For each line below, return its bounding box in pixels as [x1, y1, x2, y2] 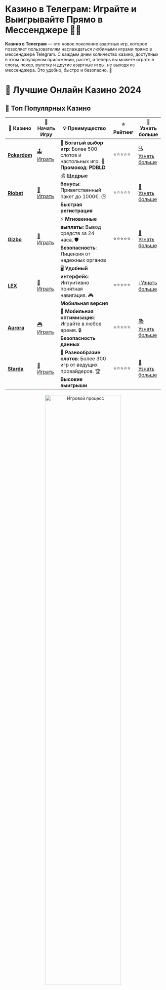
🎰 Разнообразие [60, 349, 101, 356]
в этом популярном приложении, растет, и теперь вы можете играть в [5, 56, 155, 62]
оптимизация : [60, 314, 95, 321]
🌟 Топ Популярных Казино [5, 104, 91, 112]
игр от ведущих [60, 361, 98, 368]
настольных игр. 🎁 [60, 158, 105, 165]
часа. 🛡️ [60, 236, 79, 243]
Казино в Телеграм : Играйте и [5, 3, 137, 15]
